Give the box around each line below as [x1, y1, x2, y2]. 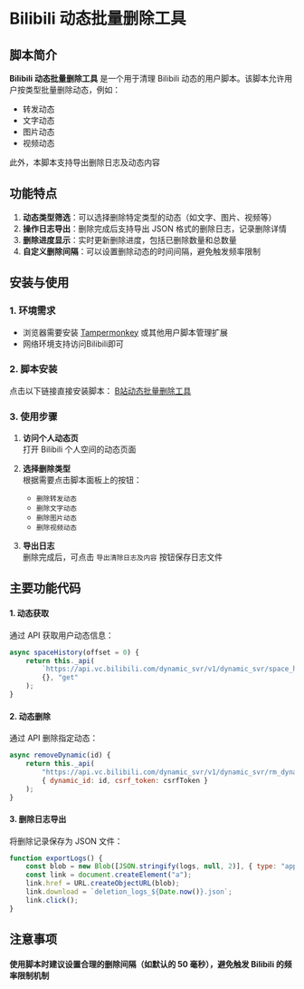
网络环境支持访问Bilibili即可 [22, 338, 124, 349]
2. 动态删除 [9, 710, 52, 721]
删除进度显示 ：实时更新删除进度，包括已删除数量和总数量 [22, 234, 237, 245]
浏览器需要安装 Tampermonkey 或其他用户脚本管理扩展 [22, 327, 229, 338]
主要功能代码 [9, 581, 81, 596]
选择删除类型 [22, 464, 71, 475]
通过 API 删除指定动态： [9, 732, 99, 744]
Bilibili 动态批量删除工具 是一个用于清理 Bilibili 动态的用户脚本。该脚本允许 [9, 73, 285, 83]
